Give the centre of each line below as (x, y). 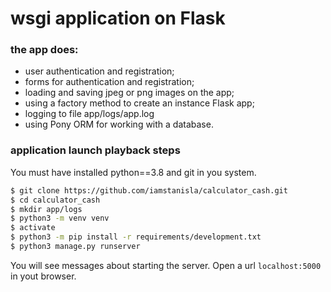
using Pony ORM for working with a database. (119, 124)
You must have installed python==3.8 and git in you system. (133, 172)
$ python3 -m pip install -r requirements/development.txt (136, 237)
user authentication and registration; (99, 71)
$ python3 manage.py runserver (75, 247)
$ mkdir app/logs (46, 209)
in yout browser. (43, 276)
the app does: (44, 50)
